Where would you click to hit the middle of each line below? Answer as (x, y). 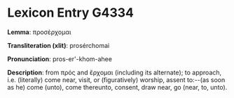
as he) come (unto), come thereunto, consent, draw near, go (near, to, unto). (117, 87)
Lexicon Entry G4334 (71, 13)
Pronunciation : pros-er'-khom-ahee (60, 59)
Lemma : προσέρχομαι (39, 32)
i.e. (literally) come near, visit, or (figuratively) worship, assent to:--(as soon (116, 80)
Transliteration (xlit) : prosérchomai (58, 45)
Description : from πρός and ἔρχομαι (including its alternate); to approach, (115, 72)
